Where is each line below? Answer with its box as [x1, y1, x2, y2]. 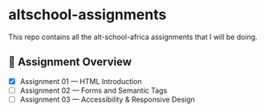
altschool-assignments [8, 6, 167, 24]
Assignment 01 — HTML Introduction [19, 76, 142, 86]
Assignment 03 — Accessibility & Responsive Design [19, 94, 195, 104]
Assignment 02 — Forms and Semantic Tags [19, 86, 168, 95]
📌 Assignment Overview [8, 55, 132, 69]
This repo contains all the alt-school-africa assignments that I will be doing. [8, 32, 258, 42]
